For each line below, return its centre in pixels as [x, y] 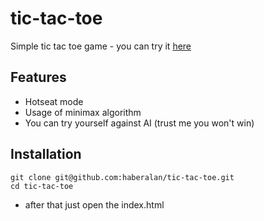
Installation [46, 154]
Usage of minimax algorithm [83, 112]
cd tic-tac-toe [42, 186]
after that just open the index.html [94, 204]
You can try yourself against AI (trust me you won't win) [139, 123]
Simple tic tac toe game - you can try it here [101, 46]
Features [38, 77]
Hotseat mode [54, 101]
